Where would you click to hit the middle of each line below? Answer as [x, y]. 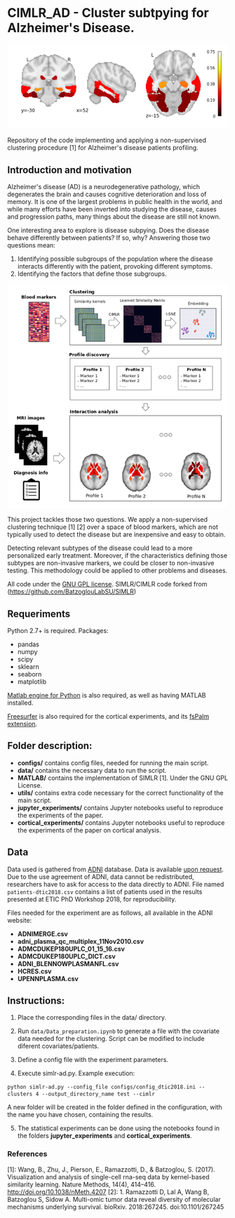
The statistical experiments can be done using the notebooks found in [118, 1128]
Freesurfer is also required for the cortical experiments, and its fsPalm [108, 716]
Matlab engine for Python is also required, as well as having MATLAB [107, 695]
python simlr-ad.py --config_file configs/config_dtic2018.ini [102, 1087]
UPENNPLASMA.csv [48, 978]
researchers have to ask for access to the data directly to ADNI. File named [116, 884]
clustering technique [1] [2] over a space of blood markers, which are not [113, 527]
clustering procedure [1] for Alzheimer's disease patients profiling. [103, 148]
